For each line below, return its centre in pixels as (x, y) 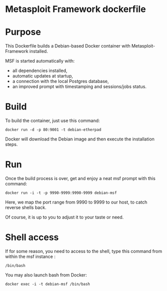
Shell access (32, 237)
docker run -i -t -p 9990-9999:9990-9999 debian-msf (61, 193)
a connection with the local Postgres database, (61, 81)
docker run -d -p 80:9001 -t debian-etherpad (53, 130)
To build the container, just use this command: (53, 120)
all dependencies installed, (40, 70)
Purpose (23, 32)
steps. (11, 144)
